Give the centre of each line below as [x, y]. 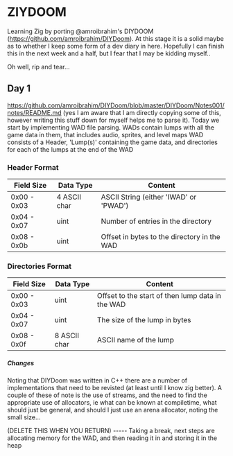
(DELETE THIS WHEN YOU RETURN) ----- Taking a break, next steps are [111, 431]
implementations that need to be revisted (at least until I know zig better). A [114, 388]
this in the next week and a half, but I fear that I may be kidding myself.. [109, 53]
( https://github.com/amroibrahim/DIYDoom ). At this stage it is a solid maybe [115, 38]
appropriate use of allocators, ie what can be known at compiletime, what [112, 403]
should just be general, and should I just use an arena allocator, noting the [113, 410]
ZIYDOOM [37, 12]
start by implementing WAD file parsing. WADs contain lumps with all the [111, 127]
